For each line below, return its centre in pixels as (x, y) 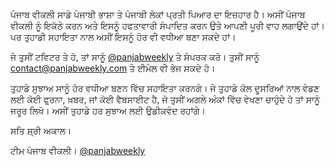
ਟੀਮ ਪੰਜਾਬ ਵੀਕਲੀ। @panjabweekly (78, 150)
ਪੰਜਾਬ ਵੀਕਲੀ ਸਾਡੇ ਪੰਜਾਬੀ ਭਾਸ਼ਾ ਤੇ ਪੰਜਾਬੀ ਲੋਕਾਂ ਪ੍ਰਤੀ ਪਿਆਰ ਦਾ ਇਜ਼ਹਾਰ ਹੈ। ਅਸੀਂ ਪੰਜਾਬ (158, 14)
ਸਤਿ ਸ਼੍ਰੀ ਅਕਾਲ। (41, 130)
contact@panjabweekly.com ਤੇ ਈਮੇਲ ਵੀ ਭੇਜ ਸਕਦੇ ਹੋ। (113, 68)
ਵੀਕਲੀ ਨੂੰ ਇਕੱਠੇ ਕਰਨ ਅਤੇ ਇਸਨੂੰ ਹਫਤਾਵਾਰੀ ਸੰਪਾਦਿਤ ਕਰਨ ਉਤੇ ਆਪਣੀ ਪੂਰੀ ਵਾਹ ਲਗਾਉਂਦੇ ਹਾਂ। (167, 25)
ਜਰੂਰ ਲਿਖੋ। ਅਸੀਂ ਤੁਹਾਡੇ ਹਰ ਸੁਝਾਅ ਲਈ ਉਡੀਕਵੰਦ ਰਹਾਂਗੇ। (108, 110)
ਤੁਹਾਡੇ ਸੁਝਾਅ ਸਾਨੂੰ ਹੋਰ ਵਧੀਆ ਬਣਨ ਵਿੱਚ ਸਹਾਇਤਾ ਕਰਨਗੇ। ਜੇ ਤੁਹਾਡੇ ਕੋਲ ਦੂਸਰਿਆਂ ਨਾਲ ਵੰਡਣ (165, 88)
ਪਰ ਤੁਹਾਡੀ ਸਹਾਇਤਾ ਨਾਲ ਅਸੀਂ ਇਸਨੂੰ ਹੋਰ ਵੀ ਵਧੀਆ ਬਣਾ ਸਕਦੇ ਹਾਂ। (123, 37)
